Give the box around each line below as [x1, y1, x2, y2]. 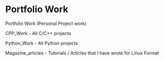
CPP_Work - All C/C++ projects [5, 30, 72, 36]
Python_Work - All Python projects [5, 40, 78, 46]
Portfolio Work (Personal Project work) [5, 20, 87, 26]
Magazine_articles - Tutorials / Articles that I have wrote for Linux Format [5, 50, 159, 56]
